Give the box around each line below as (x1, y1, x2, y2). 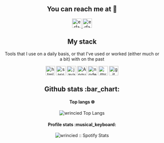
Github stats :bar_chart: (44, 85, 120, 93)
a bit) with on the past (60, 56, 104, 62)
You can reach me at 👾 (47, 5, 117, 13)
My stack (67, 38, 97, 46)
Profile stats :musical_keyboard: (48, 121, 116, 127)
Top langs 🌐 (69, 99, 95, 105)
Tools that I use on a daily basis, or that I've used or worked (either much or (4, 51, 160, 57)
